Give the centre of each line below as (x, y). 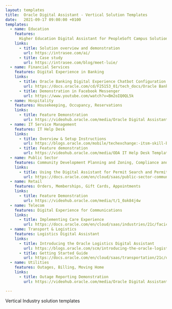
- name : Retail (26, 182)
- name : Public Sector (34, 158)
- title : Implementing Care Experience (61, 220)
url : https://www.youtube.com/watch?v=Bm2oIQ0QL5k (79, 96)
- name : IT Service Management (43, 124)
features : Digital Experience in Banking (59, 72)
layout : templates (25, 10)
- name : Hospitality (32, 100)
